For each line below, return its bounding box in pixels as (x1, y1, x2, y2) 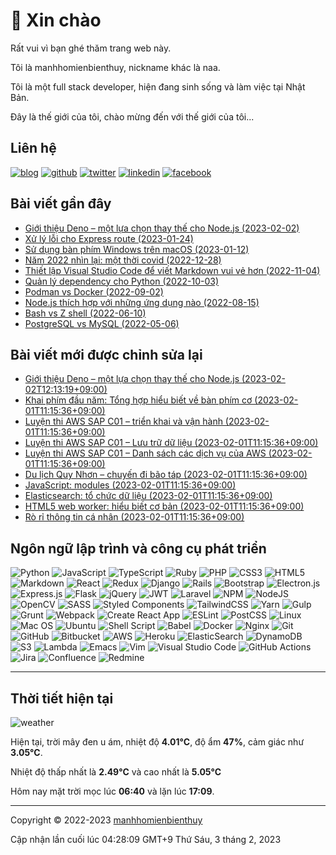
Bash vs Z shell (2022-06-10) (24, 307, 147, 319)
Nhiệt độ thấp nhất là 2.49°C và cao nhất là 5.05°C (10, 766, 222, 778)
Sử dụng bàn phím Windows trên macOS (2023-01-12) (24, 243, 250, 255)
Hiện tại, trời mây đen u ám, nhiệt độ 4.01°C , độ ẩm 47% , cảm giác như (10, 736, 305, 748)
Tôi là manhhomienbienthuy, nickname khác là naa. (10, 61, 221, 73)
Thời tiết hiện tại (10, 690, 114, 707)
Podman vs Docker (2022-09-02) (24, 285, 164, 298)
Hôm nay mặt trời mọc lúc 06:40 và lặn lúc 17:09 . (10, 785, 215, 797)
